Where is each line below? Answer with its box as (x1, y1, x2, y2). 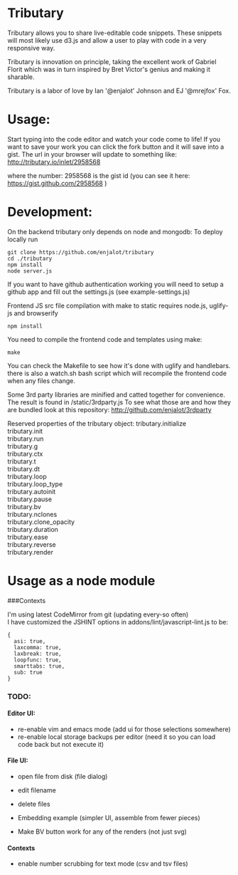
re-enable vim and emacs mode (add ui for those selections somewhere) (17, 725, 231, 733)
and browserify (13, 308, 58, 318)
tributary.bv (7, 502, 41, 510)
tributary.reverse (7, 540, 57, 549)
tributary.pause (7, 495, 52, 503)
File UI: (7, 756, 28, 765)
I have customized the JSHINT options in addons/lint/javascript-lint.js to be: (7, 617, 229, 626)
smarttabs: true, (13, 662, 65, 670)
